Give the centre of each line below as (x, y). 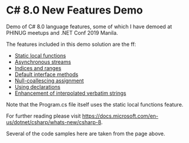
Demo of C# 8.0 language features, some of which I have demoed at (89, 26)
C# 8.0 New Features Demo (74, 10)
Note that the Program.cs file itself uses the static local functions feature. (95, 104)
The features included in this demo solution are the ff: (71, 44)
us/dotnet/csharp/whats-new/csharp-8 (54, 122)
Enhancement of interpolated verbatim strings (70, 93)
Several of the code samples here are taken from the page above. (86, 134)
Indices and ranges (38, 68)
